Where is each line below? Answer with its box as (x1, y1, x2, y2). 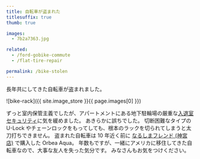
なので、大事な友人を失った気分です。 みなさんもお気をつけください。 (16, 147, 189, 154)
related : (6, 47, 28, 53)
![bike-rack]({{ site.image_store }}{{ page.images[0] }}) (6, 97, 142, 104)
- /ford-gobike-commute (11, 52, 70, 58)
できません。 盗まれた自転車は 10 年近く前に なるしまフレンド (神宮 (21, 132, 187, 139)
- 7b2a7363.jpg (11, 36, 49, 42)
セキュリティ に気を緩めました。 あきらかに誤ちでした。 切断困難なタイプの (6, 117, 192, 124)
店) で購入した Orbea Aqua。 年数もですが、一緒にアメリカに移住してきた (6, 139, 187, 146)
